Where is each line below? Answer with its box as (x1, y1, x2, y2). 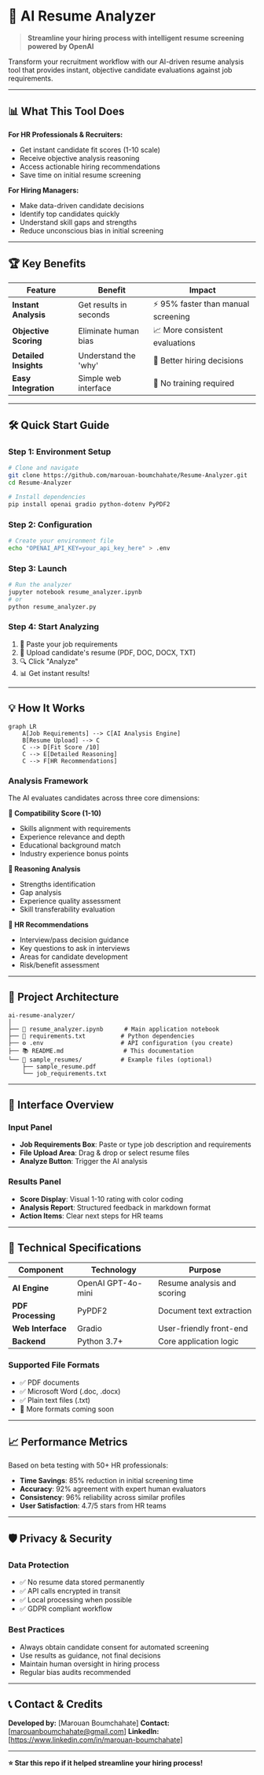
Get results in (78, 300, 127, 311)
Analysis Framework (8, 775, 89, 786)
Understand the (78, 350, 136, 361)
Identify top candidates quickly (19, 209, 120, 218)
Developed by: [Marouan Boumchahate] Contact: (8, 1718, 170, 1728)
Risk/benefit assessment (19, 960, 100, 969)
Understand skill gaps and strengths (19, 217, 137, 227)
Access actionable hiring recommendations (19, 162, 161, 171)
